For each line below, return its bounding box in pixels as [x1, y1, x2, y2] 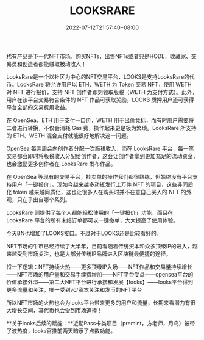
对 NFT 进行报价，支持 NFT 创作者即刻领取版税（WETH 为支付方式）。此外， [6, 88, 198, 95]
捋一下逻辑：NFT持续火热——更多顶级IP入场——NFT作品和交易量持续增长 [6, 263, 193, 270]
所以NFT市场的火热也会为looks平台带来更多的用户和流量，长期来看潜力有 [6, 298, 191, 306]
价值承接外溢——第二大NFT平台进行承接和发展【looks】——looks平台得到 [6, 278, 194, 286]
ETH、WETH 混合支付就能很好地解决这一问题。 [13, 132, 132, 139]
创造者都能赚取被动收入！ [22, 60, 86, 67]
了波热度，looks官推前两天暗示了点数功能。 [6, 327, 116, 335]
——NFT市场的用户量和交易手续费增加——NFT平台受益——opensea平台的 [6, 270, 194, 278]
